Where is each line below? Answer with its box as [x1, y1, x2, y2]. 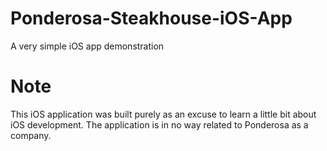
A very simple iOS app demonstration [10, 40, 165, 52]
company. [10, 129, 52, 141]
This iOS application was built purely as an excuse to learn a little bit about [10, 108, 317, 120]
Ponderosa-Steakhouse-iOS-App [10, 7, 293, 30]
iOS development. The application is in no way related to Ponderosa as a [10, 118, 309, 131]
